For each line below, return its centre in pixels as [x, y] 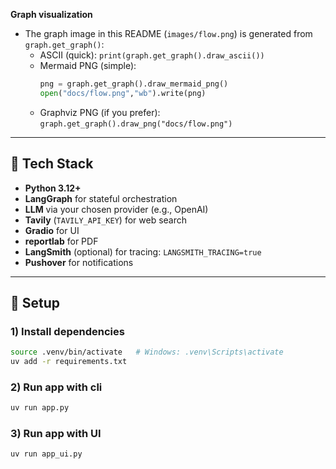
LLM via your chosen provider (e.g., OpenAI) [116, 209]
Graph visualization [51, 14]
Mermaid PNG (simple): [88, 65]
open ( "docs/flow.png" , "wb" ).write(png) [123, 93]
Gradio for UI [52, 230]
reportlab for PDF [61, 241]
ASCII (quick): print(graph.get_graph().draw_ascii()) [152, 55]
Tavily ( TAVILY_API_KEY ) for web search [106, 220]
